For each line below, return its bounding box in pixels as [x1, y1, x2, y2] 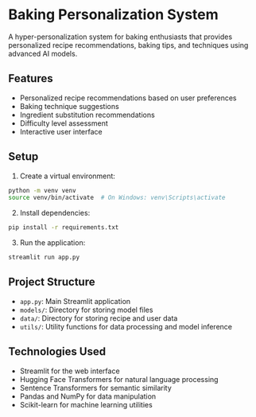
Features [8, 72, 53, 85]
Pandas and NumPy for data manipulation [19, 392, 157, 401]
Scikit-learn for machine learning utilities [19, 399, 153, 409]
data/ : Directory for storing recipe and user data [19, 313, 178, 323]
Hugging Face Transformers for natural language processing [19, 374, 219, 384]
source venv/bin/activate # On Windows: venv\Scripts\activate [8, 193, 226, 202]
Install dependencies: [19, 208, 91, 218]
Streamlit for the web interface [19, 366, 121, 376]
